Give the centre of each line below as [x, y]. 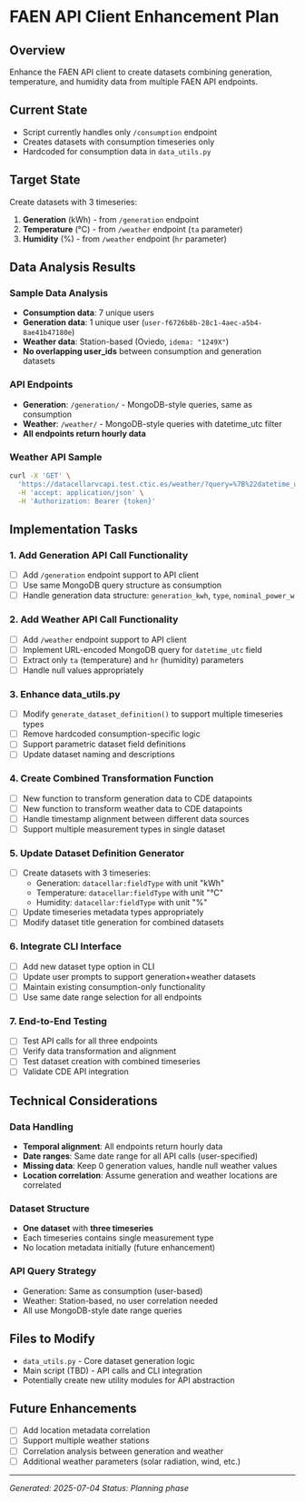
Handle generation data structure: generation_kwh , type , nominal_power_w [158, 596]
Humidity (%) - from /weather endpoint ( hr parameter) [124, 239]
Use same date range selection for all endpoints [112, 997]
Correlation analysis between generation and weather [123, 1451]
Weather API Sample [56, 457]
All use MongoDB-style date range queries [103, 1310]
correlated [42, 1185]
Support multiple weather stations [86, 1440]
